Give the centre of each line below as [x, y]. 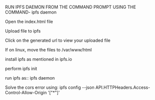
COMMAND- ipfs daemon [31, 12]
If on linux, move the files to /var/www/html [48, 50]
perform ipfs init [21, 68]
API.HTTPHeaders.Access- [123, 87]
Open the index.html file [29, 22]
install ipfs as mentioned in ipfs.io [39, 59]
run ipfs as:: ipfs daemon [30, 78]
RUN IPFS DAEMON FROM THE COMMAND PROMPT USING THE [71, 7]
